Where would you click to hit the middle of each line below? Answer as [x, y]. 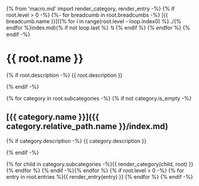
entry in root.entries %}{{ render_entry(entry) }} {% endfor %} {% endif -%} [99, 176]
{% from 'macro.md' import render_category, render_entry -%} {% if [91, 9]
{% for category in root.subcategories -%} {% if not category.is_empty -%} [99, 98]
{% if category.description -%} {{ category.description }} [76, 141]
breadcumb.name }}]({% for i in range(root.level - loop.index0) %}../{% [94, 21]
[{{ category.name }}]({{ [53, 117]
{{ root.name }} [45, 59]
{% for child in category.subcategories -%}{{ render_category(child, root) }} [100, 164]
